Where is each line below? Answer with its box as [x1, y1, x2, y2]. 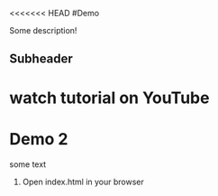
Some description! [9, 25, 77, 35]
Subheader [9, 51, 74, 67]
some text [9, 158, 47, 170]
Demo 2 [9, 128, 68, 149]
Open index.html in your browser [22, 176, 144, 187]
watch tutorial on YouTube [9, 88, 210, 107]
